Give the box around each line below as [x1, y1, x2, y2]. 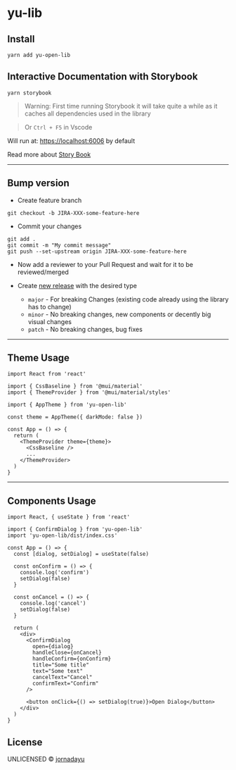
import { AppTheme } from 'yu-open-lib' [7, 402, 128, 409]
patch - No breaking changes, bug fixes [27, 325, 143, 333]
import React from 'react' [7, 371, 86, 378]
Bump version [7, 178, 70, 190]
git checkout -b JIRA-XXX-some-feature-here [7, 209, 140, 216]
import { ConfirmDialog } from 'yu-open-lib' [7, 526, 143, 533]
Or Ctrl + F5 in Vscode [24, 123, 93, 131]
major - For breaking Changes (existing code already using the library [27, 294, 229, 304]
